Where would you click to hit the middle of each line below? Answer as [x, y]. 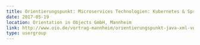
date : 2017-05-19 [28, 17]
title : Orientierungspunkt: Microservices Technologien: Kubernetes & [96, 11]
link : [13, 28]
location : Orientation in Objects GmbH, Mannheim [69, 22]
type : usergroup [26, 33]
